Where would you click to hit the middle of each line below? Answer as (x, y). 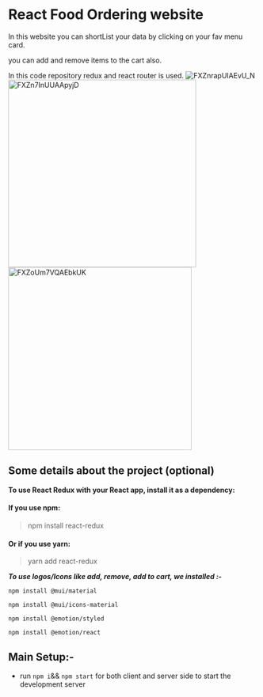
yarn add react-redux (62, 561)
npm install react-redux (66, 525)
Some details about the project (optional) (112, 471)
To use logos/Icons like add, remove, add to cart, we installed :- (115, 577)
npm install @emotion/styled (56, 619)
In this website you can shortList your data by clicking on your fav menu (126, 36)
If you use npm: (34, 508)
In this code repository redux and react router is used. (96, 75)
